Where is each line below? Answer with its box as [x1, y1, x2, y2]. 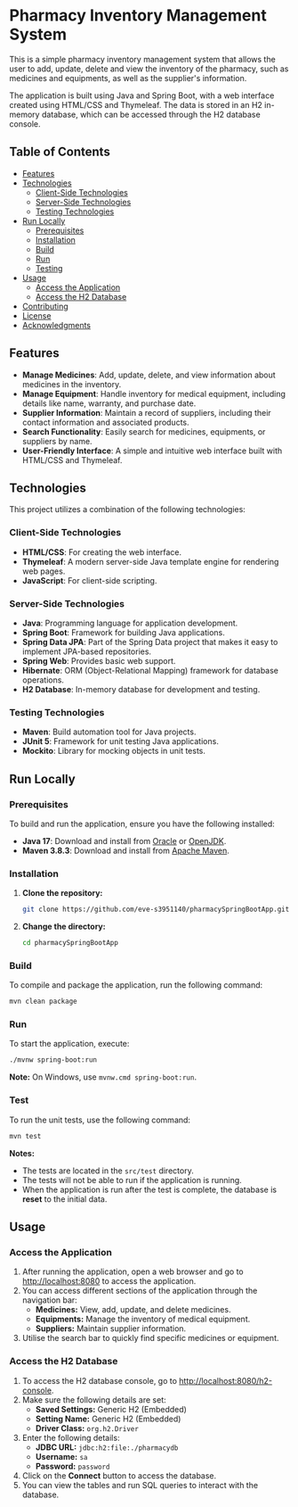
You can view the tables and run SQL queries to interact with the [21, 1479, 259, 1490]
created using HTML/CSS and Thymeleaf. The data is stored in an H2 [9, 99, 262, 110]
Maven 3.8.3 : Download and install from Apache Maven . [21, 845, 230, 856]
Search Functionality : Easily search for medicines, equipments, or [21, 426, 266, 437]
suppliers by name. [21, 435, 93, 446]
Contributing [21, 301, 68, 311]
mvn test [9, 1131, 42, 1140]
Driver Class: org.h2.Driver [35, 1422, 140, 1433]
